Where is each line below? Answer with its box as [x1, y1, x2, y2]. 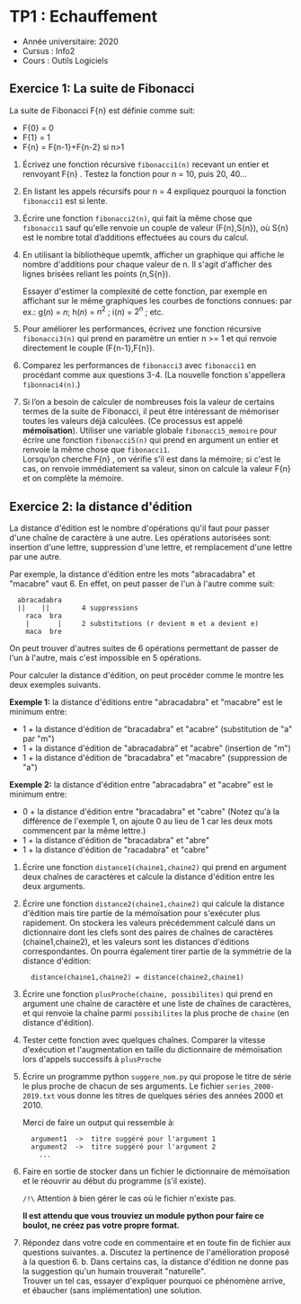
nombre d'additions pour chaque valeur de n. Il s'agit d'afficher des [22, 259, 272, 269]
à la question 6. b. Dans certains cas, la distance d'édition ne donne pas [22, 1256, 289, 1267]
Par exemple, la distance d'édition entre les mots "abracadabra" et [9, 568, 256, 580]
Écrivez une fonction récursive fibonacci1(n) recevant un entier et [22, 159, 270, 170]
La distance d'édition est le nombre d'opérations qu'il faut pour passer [9, 523, 270, 533]
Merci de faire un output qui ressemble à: [22, 1117, 175, 1128]
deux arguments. [22, 881, 85, 892]
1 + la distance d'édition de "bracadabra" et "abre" [22, 835, 209, 846]
